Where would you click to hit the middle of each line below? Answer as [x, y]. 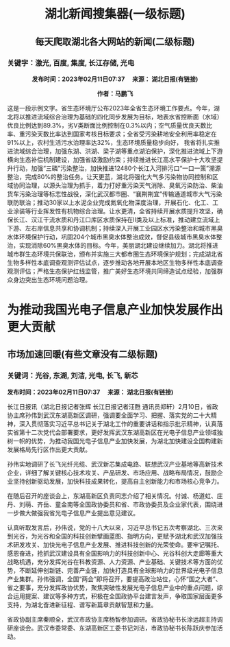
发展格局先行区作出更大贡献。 [49, 449]
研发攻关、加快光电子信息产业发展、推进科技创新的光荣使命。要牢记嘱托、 [118, 544]
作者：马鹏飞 [115, 93]
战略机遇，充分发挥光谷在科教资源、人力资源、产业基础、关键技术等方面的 [112, 562]
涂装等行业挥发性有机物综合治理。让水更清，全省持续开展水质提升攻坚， [115, 211]
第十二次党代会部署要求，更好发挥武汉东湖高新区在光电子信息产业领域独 [121, 432]
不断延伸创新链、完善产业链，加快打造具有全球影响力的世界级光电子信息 [121, 570]
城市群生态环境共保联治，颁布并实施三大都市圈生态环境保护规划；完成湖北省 [115, 254]
